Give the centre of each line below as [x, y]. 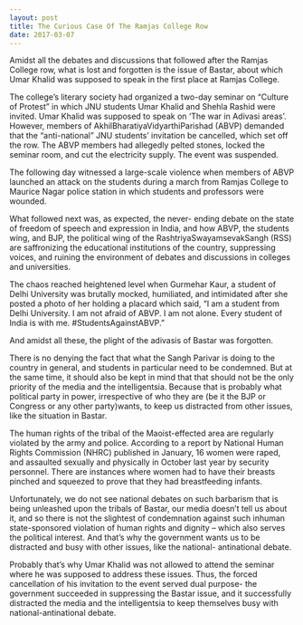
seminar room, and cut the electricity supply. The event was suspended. [144, 155]
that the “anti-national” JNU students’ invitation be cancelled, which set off [149, 136]
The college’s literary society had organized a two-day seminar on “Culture [149, 97]
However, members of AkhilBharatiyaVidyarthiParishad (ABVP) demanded [147, 126]
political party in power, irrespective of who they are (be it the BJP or [138, 397]
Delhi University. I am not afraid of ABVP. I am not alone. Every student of [146, 313]
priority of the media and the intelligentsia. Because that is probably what [146, 387]
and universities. [40, 267]
